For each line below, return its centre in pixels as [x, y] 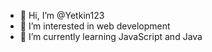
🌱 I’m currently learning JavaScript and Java [111, 36]
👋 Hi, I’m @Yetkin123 [62, 15]
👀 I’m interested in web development [95, 26]
